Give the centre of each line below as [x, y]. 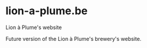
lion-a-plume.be [47, 11]
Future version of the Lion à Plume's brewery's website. [73, 39]
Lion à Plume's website [34, 27]
